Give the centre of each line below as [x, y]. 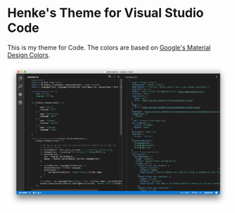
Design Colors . [29, 55]
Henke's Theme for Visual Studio [106, 13]
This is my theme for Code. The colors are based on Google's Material [109, 47]
